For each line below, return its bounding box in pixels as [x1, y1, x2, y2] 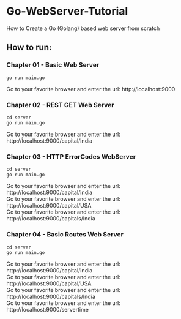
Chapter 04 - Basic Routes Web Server [6, 230, 124, 239]
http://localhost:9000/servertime [6, 306, 89, 313]
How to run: [6, 42, 52, 53]
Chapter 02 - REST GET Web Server [6, 100, 114, 109]
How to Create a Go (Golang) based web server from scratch [6, 24, 160, 32]
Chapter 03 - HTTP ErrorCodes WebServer [6, 152, 136, 160]
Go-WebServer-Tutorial [6, 4, 128, 18]
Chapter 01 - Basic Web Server [6, 61, 100, 69]
